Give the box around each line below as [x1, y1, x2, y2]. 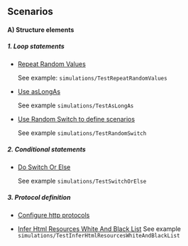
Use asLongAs [17, 87, 61, 95]
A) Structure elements [7, 25, 74, 34]
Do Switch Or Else [17, 163, 71, 171]
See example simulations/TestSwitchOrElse [17, 176, 147, 185]
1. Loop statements [7, 42, 65, 50]
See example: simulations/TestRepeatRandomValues [17, 73, 168, 82]
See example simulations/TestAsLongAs [17, 101, 134, 109]
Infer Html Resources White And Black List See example [17, 224, 181, 233]
